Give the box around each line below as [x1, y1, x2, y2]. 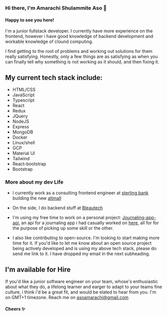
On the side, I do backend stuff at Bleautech [12, 205, 103, 211]
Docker [12, 134, 28, 140]
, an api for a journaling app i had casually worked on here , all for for [18, 220, 159, 226]
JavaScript [12, 92, 35, 98]
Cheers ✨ [5, 306, 26, 312]
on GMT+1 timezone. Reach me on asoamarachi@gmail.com [5, 295, 129, 301]
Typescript [12, 97, 35, 103]
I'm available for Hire [5, 265, 71, 274]
